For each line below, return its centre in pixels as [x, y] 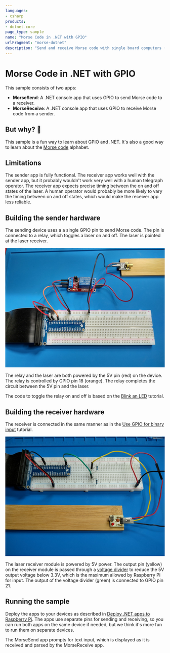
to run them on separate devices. [40, 630]
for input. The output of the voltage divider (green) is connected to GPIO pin [84, 580]
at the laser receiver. [27, 241]
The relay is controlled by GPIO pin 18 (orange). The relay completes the [80, 381]
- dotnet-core [20, 27]
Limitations [23, 163]
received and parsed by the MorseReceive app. [55, 645]
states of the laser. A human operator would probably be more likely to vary [84, 191]
